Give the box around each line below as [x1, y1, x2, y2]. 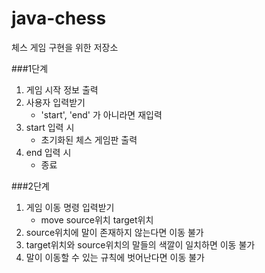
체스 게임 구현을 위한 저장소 [11, 41, 119, 53]
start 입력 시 [25, 121, 75, 133]
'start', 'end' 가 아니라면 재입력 [40, 108, 163, 121]
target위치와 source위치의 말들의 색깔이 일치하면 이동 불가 [25, 238, 256, 251]
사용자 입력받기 [25, 96, 86, 108]
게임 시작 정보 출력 [25, 83, 99, 96]
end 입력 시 [25, 146, 72, 158]
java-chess [11, 7, 107, 30]
